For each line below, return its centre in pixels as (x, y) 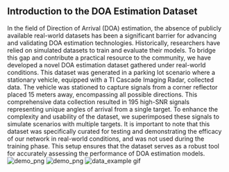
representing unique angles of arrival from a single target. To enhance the (113, 109)
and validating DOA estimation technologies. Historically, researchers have (114, 43)
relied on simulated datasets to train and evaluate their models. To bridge (112, 50)
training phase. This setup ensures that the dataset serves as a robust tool (113, 146)
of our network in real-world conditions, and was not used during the (106, 139)
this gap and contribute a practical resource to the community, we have (109, 58)
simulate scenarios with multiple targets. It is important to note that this (109, 123)
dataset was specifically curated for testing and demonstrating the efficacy (114, 131)
